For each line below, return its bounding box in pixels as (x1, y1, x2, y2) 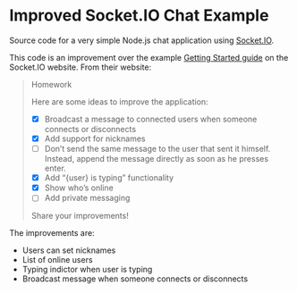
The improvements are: (9, 228, 96, 239)
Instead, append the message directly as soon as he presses (44, 154, 269, 164)
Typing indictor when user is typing (21, 264, 153, 275)
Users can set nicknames (21, 245, 116, 255)
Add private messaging (44, 193, 131, 204)
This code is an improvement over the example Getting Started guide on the (9, 52, 289, 63)
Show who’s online (44, 182, 114, 193)
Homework (30, 79, 72, 89)
